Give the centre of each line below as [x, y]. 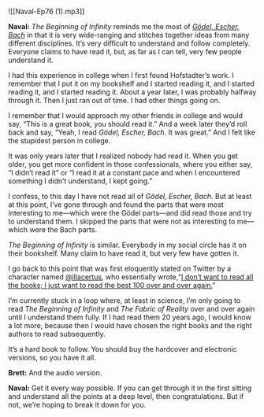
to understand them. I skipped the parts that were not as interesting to [122, 221]
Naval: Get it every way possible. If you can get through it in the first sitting [130, 388]
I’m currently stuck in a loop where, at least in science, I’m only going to [125, 301]
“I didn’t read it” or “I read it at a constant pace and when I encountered [124, 173]
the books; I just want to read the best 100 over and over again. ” [112, 285]
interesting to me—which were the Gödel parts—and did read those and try [130, 213]
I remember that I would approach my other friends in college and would [125, 116]
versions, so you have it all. [52, 358]
